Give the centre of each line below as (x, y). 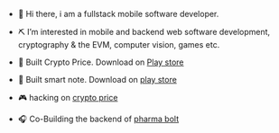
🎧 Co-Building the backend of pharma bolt (98, 119)
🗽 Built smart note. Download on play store (98, 80)
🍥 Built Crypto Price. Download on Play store (101, 62)
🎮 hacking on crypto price (68, 98)
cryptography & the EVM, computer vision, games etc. (119, 44)
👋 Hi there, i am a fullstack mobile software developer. (118, 14)
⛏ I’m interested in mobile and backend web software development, (144, 32)
